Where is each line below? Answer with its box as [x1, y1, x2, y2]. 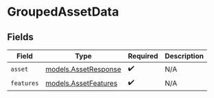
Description [164, 52, 204, 61]
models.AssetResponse [45, 64, 121, 73]
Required [128, 52, 158, 61]
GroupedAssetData [7, 4, 119, 20]
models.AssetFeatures [45, 78, 118, 88]
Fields [7, 31, 34, 43]
